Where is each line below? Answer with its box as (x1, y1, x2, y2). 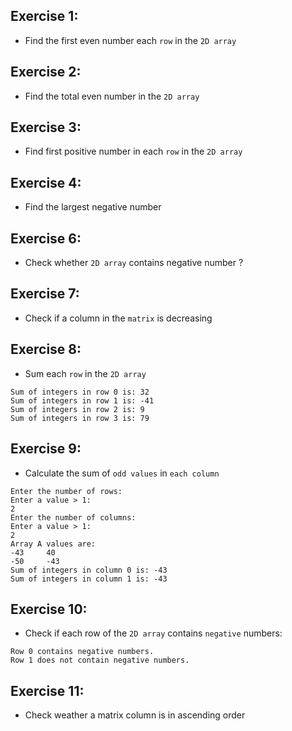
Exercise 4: (10, 174, 82, 191)
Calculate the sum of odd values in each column (24, 467, 220, 479)
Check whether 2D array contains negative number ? (24, 257, 244, 269)
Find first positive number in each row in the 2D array (24, 145, 243, 158)
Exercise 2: (10, 64, 82, 81)
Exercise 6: (10, 230, 82, 247)
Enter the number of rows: (10, 486, 123, 496)
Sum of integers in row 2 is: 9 (10, 404, 145, 414)
